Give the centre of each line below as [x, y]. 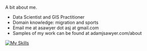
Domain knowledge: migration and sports [55, 22]
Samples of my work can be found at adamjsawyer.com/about [77, 33]
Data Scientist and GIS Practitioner [48, 17]
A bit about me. [21, 7]
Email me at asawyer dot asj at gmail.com [56, 28]
